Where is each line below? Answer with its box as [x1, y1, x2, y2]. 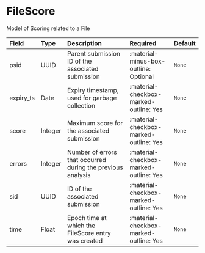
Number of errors [67, 148, 117, 156]
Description [67, 38, 102, 47]
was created [67, 237, 103, 245]
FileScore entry [67, 229, 111, 237]
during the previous [67, 163, 123, 172]
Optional [129, 72, 154, 81]
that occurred [67, 155, 107, 164]
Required [129, 38, 157, 47]
